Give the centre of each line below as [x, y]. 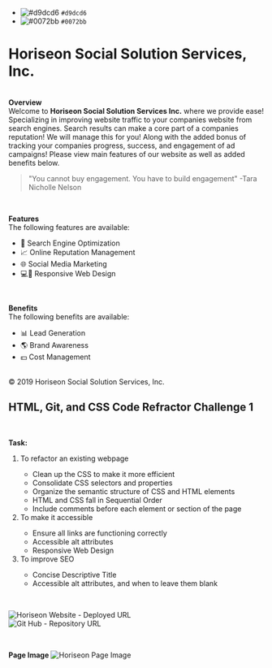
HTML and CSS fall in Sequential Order [97, 500]
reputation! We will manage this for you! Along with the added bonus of [127, 137]
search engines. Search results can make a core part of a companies [124, 128]
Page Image [29, 655]
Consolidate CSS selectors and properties [102, 483]
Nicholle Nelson [55, 187]
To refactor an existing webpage [74, 458]
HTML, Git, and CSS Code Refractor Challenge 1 [131, 408]
